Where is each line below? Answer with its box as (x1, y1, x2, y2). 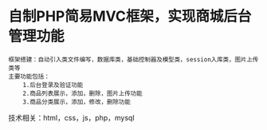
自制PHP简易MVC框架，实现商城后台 (8, 7, 252, 26)
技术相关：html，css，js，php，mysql (8, 112, 135, 122)
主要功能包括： (8, 73, 50, 81)
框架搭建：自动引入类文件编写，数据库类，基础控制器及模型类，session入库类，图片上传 (8, 55, 259, 64)
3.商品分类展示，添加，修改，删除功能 (22, 97, 132, 106)
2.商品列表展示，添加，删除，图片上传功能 (22, 89, 143, 97)
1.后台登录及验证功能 (22, 81, 84, 89)
